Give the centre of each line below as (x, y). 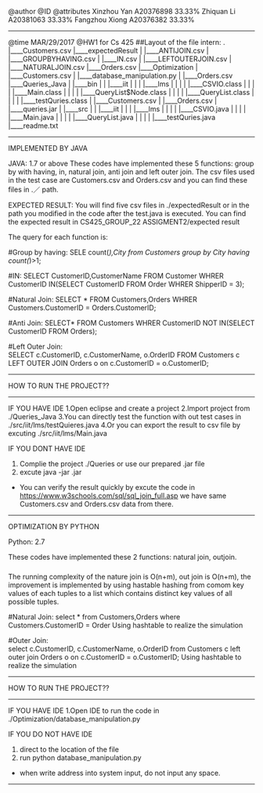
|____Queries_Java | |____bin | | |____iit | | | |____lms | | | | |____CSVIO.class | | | (131, 84)
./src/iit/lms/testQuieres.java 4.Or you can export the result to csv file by (124, 425)
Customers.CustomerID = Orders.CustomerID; (82, 308)
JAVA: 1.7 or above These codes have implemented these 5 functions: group (131, 163)
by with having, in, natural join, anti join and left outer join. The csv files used (131, 172)
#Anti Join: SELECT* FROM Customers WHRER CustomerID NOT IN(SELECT (131, 323)
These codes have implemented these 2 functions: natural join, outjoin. (122, 557)
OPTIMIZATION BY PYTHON (54, 526)
